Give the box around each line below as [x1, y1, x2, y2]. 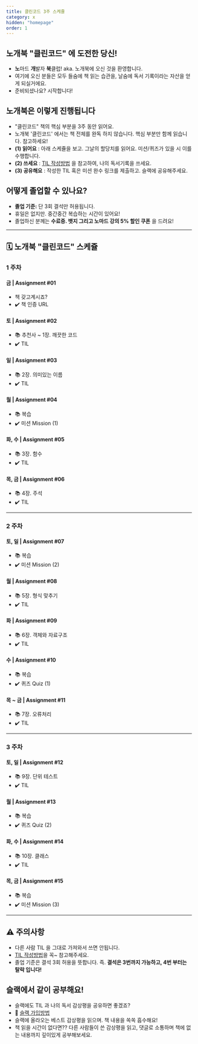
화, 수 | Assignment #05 [6, 436, 65, 443]
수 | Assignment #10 [6, 656, 56, 663]
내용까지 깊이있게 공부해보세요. [21, 1031, 93, 1038]
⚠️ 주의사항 [6, 927, 45, 937]
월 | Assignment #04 [6, 396, 58, 404]
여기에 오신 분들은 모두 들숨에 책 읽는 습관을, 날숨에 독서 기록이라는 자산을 [14, 72, 184, 80]
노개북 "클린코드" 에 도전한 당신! [6, 48, 118, 58]
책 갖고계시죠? [14, 293, 48, 300]
